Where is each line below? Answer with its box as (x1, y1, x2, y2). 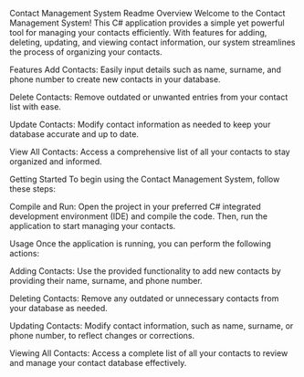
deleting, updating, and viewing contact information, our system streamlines (9, 37, 296, 47)
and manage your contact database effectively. (9, 358, 187, 368)
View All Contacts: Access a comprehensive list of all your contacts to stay (9, 146, 290, 157)
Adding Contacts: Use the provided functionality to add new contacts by (9, 266, 281, 277)
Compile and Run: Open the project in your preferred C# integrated (9, 201, 262, 212)
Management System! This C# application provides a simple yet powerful (9, 17, 285, 28)
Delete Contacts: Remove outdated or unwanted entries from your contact (9, 91, 288, 102)
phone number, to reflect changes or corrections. (9, 330, 194, 340)
